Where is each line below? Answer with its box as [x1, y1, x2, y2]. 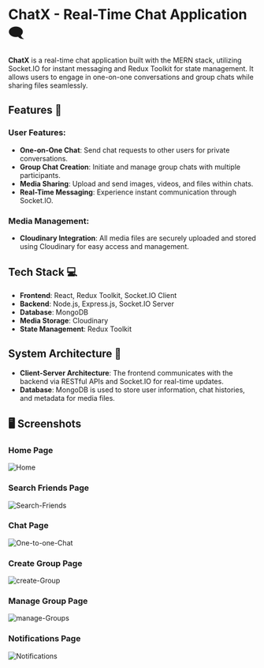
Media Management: [8, 215, 89, 226]
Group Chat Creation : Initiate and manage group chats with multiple [19, 162, 241, 172]
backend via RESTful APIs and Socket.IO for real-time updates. [19, 376, 225, 386]
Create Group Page [8, 557, 83, 568]
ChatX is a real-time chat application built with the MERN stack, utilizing [8, 55, 242, 65]
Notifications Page [8, 633, 81, 644]
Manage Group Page [8, 595, 88, 606]
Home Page [8, 444, 54, 455]
